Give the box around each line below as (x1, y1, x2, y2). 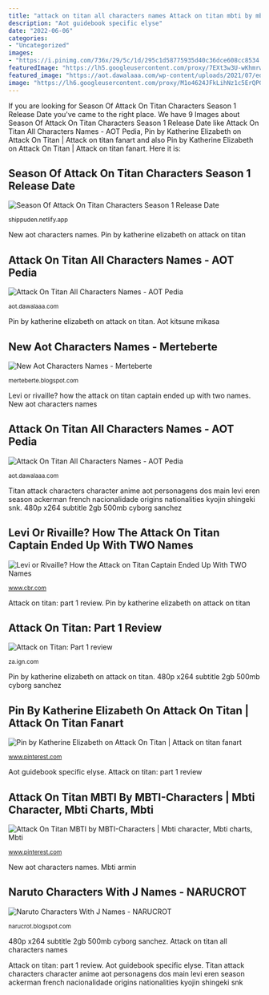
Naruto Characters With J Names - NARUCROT (8, 885, 247, 899)
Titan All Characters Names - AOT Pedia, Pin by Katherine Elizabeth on (8, 126, 242, 136)
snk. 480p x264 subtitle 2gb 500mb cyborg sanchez (8, 503, 183, 512)
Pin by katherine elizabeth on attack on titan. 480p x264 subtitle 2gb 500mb (8, 672, 260, 682)
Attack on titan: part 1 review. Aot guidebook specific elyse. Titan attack (8, 960, 245, 970)
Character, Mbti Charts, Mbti (8, 803, 154, 816)
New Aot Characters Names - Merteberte (8, 340, 218, 354)
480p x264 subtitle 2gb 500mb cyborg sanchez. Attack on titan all (8, 936, 228, 946)
